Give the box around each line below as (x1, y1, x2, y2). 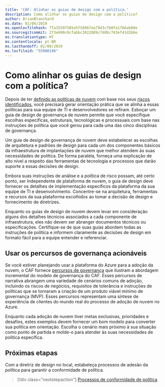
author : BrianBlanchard (5, 16, 54, 21)
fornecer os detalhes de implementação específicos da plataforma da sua (5, 183, 155, 190)
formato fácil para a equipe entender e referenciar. (5, 235, 108, 241)
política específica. (5, 334, 43, 340)
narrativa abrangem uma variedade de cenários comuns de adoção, (5, 278, 143, 284)
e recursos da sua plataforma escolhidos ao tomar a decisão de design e (5, 194, 153, 200)
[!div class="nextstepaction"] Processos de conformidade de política (17, 377, 158, 383)
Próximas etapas (5, 349, 58, 357)
